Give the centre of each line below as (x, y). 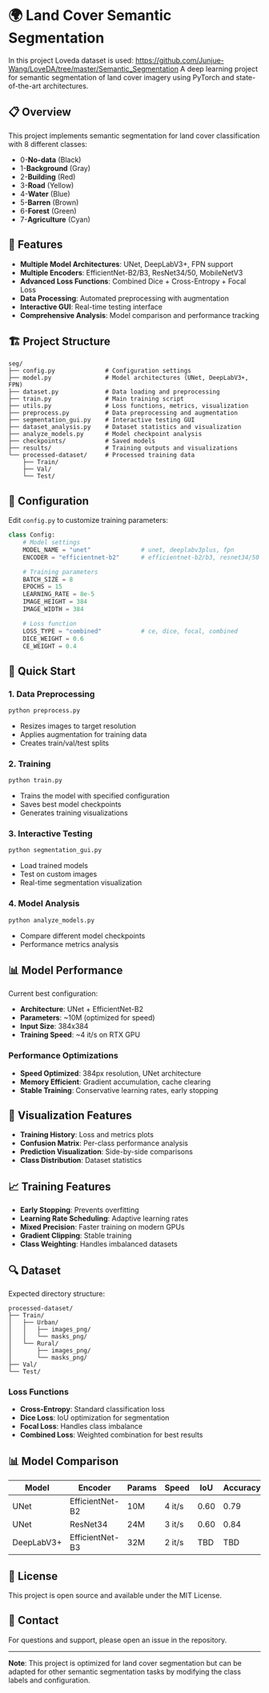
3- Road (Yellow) (47, 185)
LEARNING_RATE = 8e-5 (58, 594)
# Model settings (52, 543)
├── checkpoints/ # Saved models (82, 441)
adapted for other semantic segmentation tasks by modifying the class (125, 1671)
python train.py (35, 781)
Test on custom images (58, 874)
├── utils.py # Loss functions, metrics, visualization (128, 406)
